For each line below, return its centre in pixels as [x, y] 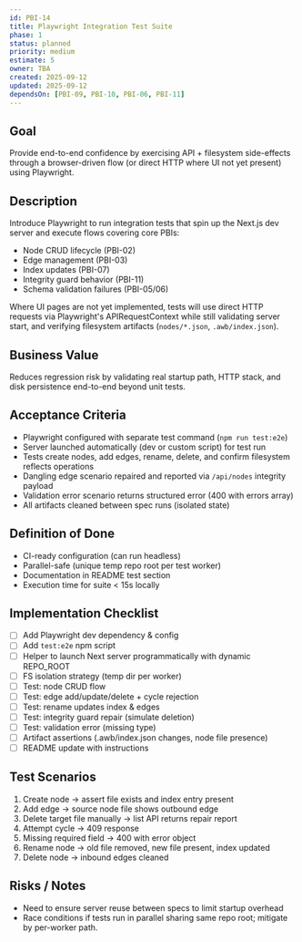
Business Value [54, 355]
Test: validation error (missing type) [89, 727]
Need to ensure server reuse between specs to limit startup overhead [153, 907]
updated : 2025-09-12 [49, 86]
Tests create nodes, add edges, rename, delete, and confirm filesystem [156, 456]
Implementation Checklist [84, 613]
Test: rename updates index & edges [91, 707]
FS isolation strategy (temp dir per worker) [102, 676]
